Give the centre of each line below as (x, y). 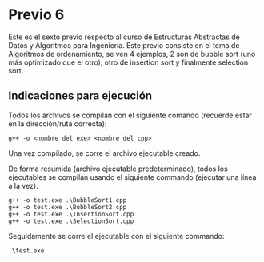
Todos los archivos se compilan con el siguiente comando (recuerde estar (130, 115)
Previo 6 (36, 15)
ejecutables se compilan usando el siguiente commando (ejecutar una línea (132, 177)
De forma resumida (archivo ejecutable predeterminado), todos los (118, 169)
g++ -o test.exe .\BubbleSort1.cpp (68, 200)
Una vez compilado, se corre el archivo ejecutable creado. (104, 153)
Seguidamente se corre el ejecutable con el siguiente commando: (116, 236)
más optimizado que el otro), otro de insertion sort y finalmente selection (128, 62)
